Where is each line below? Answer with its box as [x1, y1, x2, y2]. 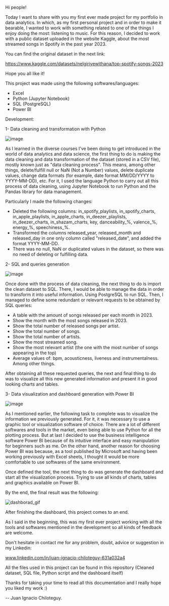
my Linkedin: [5, 545, 32, 551]
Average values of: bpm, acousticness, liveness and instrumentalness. [12, 355, 159, 361]
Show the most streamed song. [12, 339, 78, 345]
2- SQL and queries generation [5, 261, 70, 267]
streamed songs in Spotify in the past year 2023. [5, 41, 107, 47]
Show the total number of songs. [12, 328, 81, 334]
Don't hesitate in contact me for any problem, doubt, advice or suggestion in [5, 540, 164, 545]
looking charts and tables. [5, 381, 60, 387]
